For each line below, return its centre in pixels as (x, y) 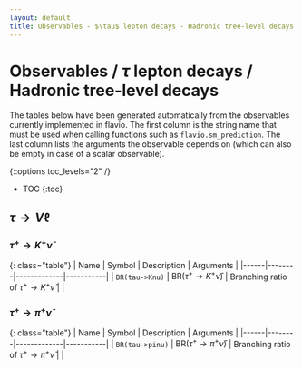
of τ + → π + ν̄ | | (37, 354)
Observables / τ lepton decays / (131, 71)
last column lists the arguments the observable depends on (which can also (151, 144)
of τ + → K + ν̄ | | (37, 286)
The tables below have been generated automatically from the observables (150, 115)
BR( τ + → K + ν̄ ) (197, 276)
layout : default (40, 18)
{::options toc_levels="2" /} (60, 171)
